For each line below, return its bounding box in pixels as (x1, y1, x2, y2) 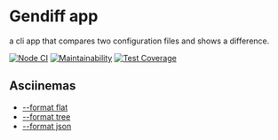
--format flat (21, 102, 68, 113)
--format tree (21, 111, 71, 121)
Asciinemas (9, 78, 76, 94)
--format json (21, 121, 72, 131)
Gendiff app (9, 6, 99, 27)
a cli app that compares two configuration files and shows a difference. (9, 35, 270, 46)
